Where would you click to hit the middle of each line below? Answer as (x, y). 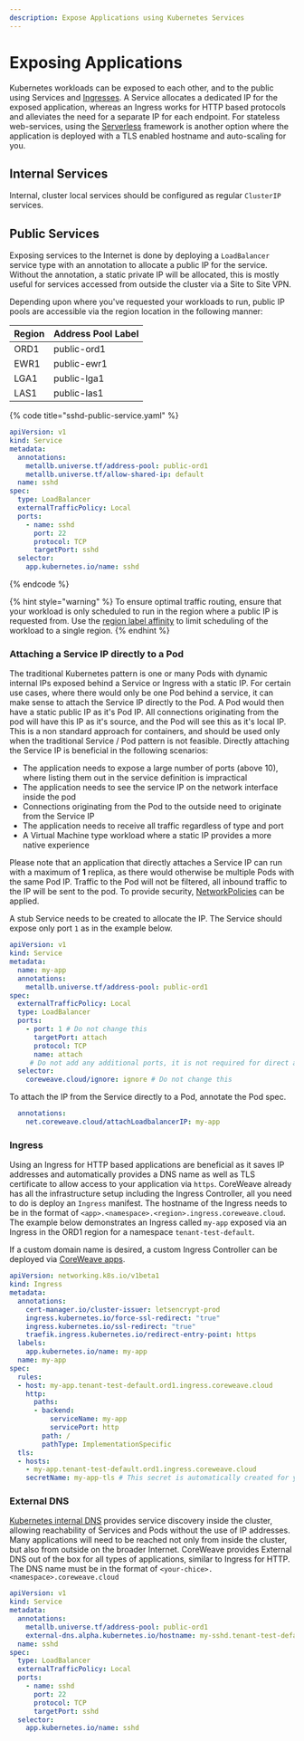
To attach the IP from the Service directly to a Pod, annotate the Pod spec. (148, 1097)
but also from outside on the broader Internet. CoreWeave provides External (151, 1550)
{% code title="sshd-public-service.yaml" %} (94, 416)
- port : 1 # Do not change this (86, 1029)
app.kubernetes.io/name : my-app (86, 1352)
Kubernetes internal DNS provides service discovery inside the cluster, (141, 1521)
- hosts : (34, 1461)
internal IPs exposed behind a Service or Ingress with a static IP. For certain (150, 684)
